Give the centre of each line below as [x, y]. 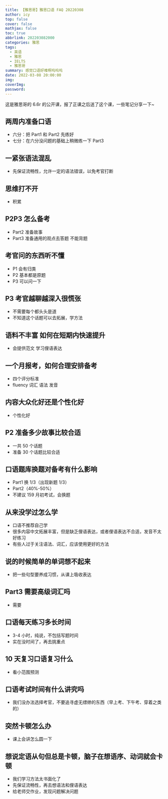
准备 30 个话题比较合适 [36, 452]
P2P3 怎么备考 [27, 219]
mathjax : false [21, 29]
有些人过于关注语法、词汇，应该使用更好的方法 [60, 544]
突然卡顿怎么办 [28, 726]
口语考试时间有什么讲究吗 [44, 689]
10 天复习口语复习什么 [39, 659]
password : [15, 89]
